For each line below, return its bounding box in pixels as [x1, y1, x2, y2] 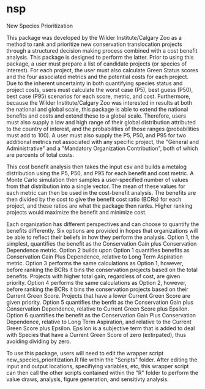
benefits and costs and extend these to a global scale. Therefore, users [6, 112, 187, 119]
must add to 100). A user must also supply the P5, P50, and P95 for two [6, 131, 187, 139]
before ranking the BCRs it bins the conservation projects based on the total [6, 266, 198, 273]
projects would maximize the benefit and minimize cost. [6, 208, 147, 216]
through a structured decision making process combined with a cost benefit [6, 47, 198, 54]
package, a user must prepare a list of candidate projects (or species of [6, 60, 187, 67]
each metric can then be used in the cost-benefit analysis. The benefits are [6, 189, 196, 196]
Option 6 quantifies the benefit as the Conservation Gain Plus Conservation [6, 311, 196, 319]
